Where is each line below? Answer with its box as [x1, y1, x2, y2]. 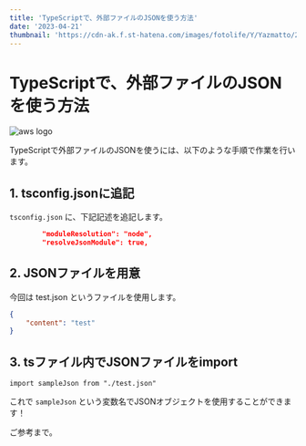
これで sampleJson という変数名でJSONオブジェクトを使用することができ [9, 396, 284, 407]
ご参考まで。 [9, 427, 57, 438]
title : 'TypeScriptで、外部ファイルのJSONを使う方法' [9, 13, 199, 23]
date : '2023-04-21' [9, 22, 84, 31]
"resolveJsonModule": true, [42, 238, 148, 247]
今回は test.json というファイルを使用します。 [9, 291, 181, 302]
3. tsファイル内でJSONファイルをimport [9, 354, 239, 369]
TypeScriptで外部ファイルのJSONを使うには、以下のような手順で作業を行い [9, 145, 296, 156]
